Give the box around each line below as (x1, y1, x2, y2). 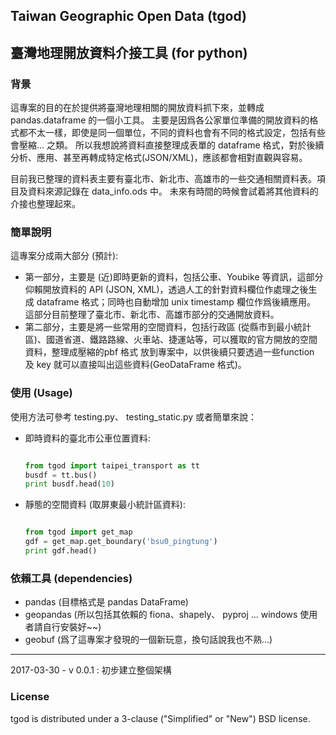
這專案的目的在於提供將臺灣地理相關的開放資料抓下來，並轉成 (10, 102, 265, 114)
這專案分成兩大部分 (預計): (10, 250, 119, 262)
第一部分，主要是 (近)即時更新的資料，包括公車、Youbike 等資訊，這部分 (24, 271, 324, 283)
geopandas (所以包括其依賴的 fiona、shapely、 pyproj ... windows (24, 609, 298, 621)
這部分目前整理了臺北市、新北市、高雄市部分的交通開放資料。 (24, 309, 280, 321)
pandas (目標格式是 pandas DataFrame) (24, 596, 189, 608)
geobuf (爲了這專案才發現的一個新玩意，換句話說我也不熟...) (24, 634, 273, 646)
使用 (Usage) (10, 386, 73, 400)
